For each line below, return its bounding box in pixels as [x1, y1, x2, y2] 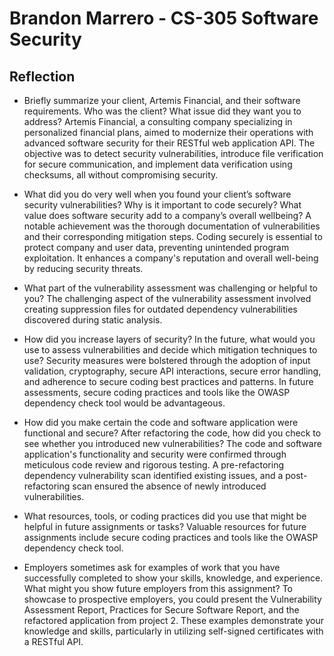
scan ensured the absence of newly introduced [72, 480, 267, 492]
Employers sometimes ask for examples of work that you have [23, 562, 281, 573]
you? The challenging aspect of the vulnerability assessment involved [23, 293, 312, 304]
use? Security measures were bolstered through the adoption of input [23, 355, 311, 366]
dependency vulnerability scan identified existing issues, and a [23, 470, 284, 481]
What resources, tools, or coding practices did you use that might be [23, 510, 307, 522]
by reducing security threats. [23, 263, 144, 274]
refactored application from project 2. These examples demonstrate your [23, 615, 325, 626]
